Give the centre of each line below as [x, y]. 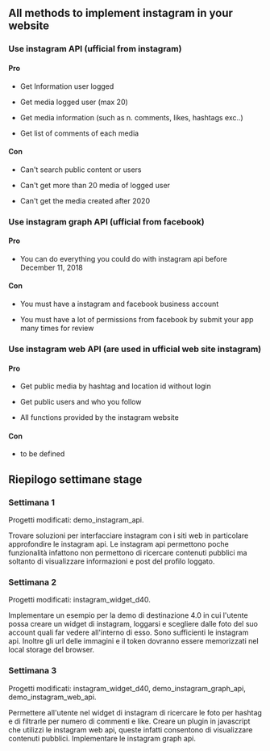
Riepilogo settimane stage [75, 479]
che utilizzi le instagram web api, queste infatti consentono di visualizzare [131, 729]
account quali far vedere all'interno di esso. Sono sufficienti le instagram [129, 632]
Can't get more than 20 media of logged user [95, 185]
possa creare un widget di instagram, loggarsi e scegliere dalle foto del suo [133, 624]
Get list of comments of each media [79, 133]
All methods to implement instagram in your [121, 13]
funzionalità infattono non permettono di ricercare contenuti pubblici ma [128, 553]
